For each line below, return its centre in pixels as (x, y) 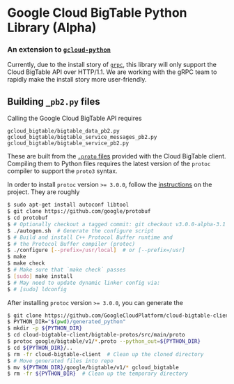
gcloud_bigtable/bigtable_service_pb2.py (68, 143)
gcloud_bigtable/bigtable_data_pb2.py (63, 131)
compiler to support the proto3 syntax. (62, 171)
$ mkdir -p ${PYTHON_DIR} (45, 328)
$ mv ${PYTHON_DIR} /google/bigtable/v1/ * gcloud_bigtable (93, 367)
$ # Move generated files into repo (60, 361)
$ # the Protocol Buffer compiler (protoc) (71, 244)
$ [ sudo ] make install (40, 276)
